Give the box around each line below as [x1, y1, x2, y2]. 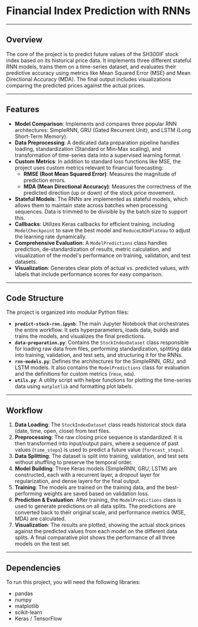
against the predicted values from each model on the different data [14, 528, 178, 535]
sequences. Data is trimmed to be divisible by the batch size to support [14, 208, 188, 215]
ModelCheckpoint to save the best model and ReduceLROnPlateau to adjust [14, 226, 191, 234]
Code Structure [6, 293, 64, 303]
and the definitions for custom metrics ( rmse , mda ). [14, 370, 136, 377]
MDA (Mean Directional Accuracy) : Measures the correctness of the [23, 183, 192, 190]
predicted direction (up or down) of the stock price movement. [23, 189, 176, 196]
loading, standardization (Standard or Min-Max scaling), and [14, 145, 161, 152]
